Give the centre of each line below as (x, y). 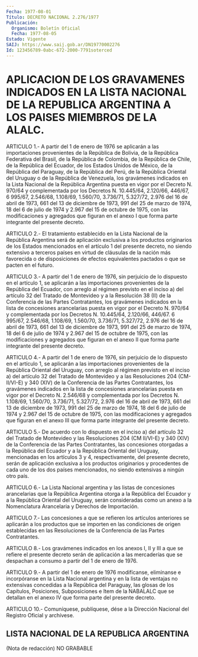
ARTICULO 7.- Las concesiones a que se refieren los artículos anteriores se (98, 518)
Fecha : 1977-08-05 (34, 34)
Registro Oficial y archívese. (40, 615)
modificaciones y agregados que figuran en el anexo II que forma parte (92, 339)
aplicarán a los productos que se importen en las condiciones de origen (93, 524)
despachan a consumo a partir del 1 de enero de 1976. (72, 560)
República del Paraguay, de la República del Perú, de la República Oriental (96, 171)
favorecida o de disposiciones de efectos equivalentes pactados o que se (96, 259)
